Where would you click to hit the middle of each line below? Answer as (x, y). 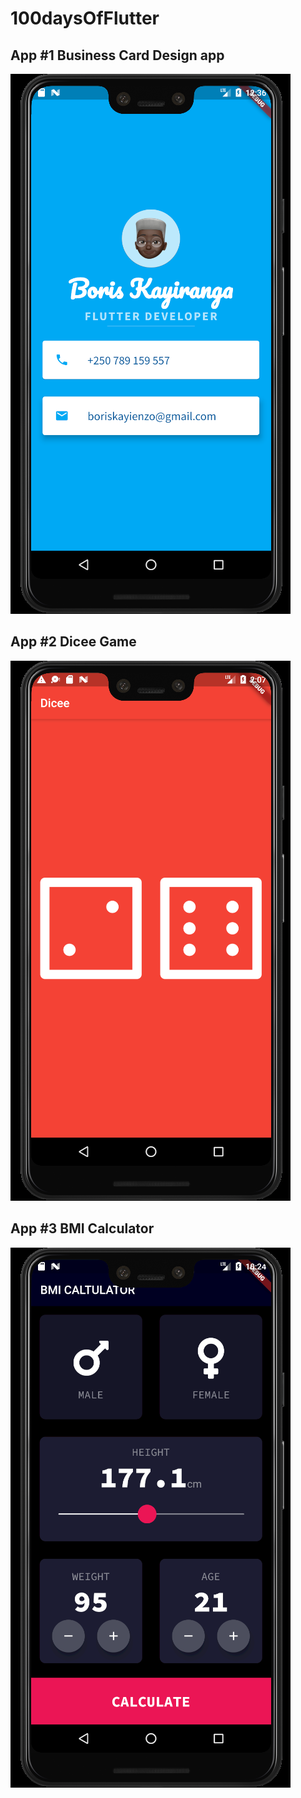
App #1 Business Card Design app (117, 55)
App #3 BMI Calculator (82, 1228)
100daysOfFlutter (85, 18)
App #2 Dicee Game (73, 642)
